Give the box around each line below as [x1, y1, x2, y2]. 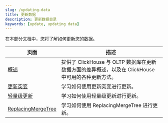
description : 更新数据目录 [5, 17, 57, 22]
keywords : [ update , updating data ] [5, 21, 79, 27]
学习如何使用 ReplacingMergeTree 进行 [61, 102, 153, 109]
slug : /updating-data [5, 7, 50, 13]
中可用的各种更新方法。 [61, 74, 116, 81]
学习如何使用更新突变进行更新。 [61, 83, 136, 90]
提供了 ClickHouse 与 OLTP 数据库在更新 [61, 59, 156, 66]
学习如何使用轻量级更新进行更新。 [61, 92, 141, 99]
